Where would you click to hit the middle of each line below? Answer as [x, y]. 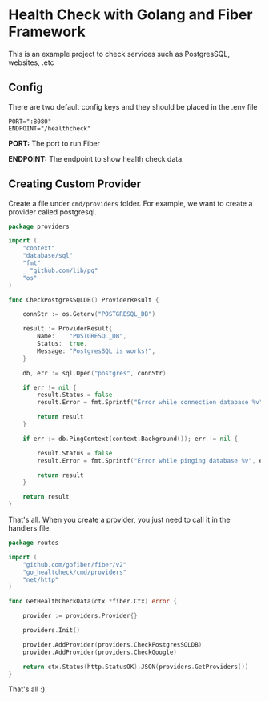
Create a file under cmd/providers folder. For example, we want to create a [130, 203]
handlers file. [30, 528]
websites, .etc [31, 62]
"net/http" [41, 579]
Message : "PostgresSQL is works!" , [96, 351]
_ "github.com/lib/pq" [60, 270]
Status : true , [62, 344]
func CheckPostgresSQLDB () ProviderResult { [84, 300]
